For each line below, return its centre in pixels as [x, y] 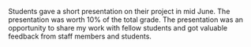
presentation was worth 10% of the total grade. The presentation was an [126, 20]
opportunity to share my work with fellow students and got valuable [118, 28]
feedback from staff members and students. [80, 36]
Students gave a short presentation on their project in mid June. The [119, 11]
